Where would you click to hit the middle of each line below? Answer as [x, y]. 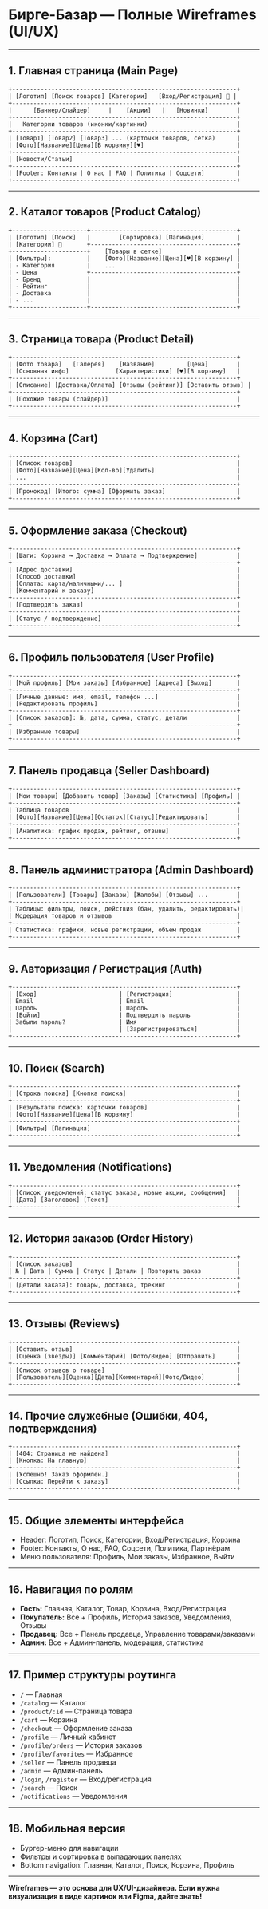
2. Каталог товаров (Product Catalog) [105, 212]
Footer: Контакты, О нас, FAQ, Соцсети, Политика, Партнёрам [125, 1548]
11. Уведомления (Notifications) [90, 1167]
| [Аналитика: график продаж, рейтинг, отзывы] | [124, 831]
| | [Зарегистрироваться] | [124, 1030]
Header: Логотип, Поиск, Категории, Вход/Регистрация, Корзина [130, 1540]
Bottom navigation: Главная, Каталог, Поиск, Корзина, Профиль [127, 1864]
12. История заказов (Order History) [101, 1239]
